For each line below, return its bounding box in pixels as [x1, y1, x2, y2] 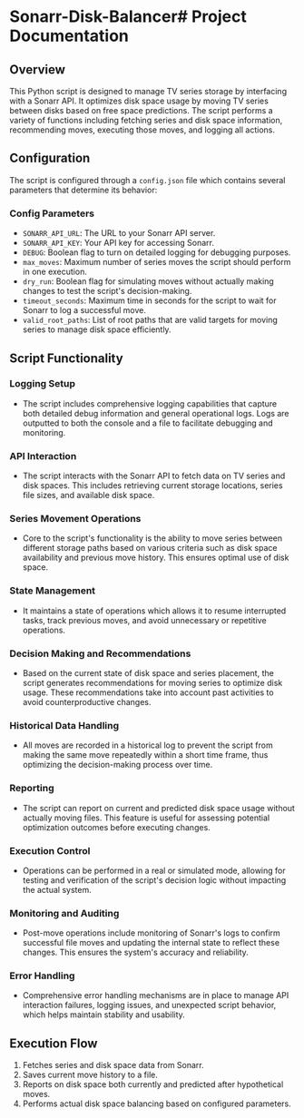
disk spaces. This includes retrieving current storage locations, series [22, 480, 283, 491]
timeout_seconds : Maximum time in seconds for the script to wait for [22, 295, 277, 306]
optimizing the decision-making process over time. [22, 760, 213, 770]
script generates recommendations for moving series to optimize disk [22, 677, 283, 688]
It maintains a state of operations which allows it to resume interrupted [22, 605, 287, 616]
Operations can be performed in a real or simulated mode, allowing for [22, 865, 286, 876]
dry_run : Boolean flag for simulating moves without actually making [22, 276, 274, 287]
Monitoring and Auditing [9, 907, 120, 919]
